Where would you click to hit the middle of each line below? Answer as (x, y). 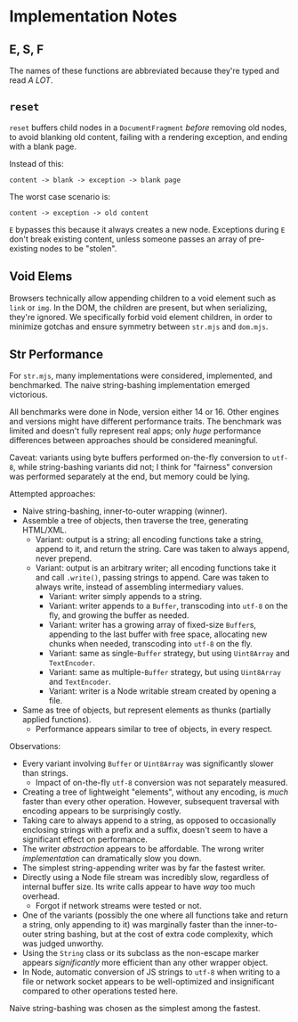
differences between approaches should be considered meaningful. (133, 441)
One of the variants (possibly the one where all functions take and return (155, 915)
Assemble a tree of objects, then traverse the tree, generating (135, 521)
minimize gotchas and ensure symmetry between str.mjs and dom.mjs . (139, 326)
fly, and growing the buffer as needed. (119, 615)
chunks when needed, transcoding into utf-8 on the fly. (151, 644)
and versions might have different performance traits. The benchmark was (145, 422)
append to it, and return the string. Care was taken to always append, (162, 549)
